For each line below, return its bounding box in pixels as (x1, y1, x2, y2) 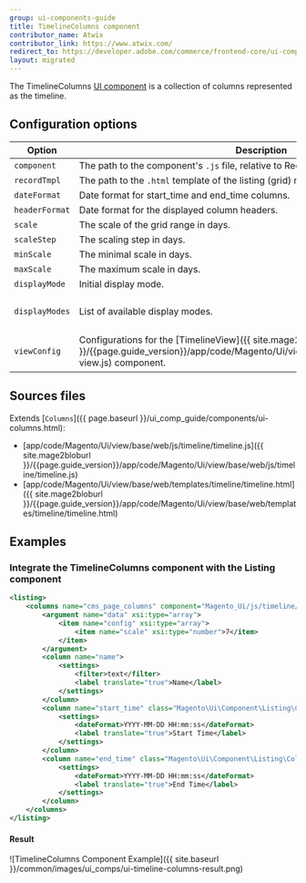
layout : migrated (9, 56, 76, 65)
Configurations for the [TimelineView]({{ (78, 334, 251, 346)
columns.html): (9, 422, 66, 433)
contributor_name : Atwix (9, 30, 104, 39)
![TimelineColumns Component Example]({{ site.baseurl (9, 854, 219, 865)
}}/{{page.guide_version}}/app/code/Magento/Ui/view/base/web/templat (22, 498, 297, 508)
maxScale (14, 263, 52, 274)
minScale (14, 249, 52, 260)
